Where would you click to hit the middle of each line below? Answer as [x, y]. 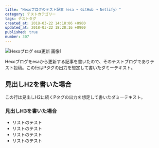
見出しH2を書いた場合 [38, 84]
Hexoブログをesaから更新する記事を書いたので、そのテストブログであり [78, 61]
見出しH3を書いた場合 [31, 111]
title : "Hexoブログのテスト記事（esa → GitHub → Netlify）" [63, 9]
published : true [21, 32]
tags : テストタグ [21, 18]
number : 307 [17, 37]
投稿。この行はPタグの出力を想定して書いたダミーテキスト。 [74, 67]
